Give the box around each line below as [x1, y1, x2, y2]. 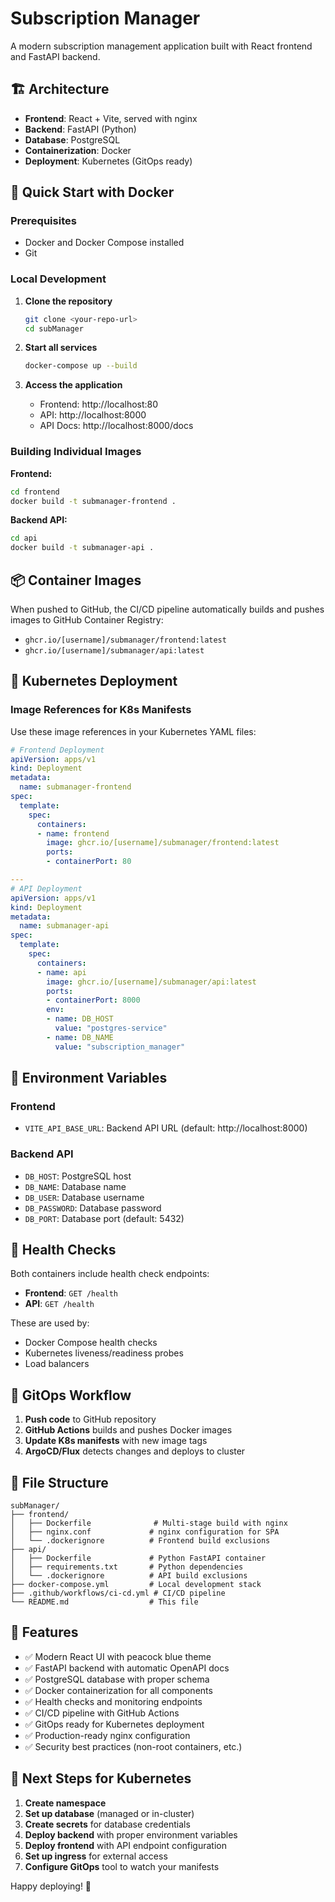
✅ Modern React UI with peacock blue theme [24, 1650, 212, 1662]
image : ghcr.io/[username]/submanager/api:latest [46, 977, 257, 987]
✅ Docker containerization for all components [24, 1684, 213, 1696]
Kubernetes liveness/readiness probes [24, 1347, 184, 1359]
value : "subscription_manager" [54, 1042, 186, 1052]
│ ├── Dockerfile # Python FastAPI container [10, 1553, 267, 1564]
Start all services [24, 342, 98, 354]
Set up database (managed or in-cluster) [24, 1807, 195, 1819]
